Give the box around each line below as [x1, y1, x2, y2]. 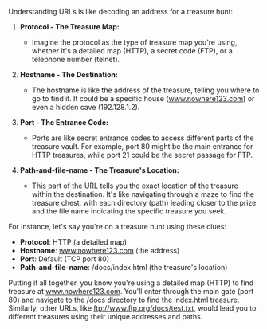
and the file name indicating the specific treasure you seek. [31, 206, 227, 216]
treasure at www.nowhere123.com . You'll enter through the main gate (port [8, 287, 254, 296]
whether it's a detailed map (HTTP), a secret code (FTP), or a [31, 46, 233, 55]
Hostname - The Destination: [19, 70, 118, 79]
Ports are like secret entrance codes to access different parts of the [31, 133, 254, 143]
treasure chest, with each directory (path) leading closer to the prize [31, 198, 257, 207]
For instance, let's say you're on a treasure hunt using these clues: [8, 222, 227, 231]
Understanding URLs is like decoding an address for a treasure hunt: [8, 7, 234, 16]
